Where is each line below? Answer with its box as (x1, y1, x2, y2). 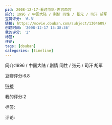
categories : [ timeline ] (5, 48, 54, 53)
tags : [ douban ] (5, 44, 36, 49)
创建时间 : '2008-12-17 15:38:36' (5, 25, 70, 30)
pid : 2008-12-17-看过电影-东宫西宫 (5, 7, 72, 12)
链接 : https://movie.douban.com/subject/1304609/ (5, 21, 107, 26)
